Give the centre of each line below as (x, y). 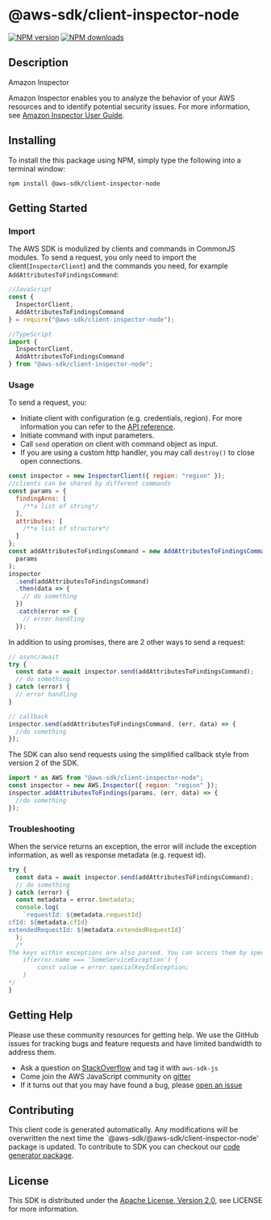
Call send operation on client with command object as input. (119, 444)
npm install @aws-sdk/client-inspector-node (84, 184)
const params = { (38, 491)
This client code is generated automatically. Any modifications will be (123, 1129)
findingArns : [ (41, 498)
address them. (32, 1052)
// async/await (34, 657)
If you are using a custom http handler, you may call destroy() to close (138, 453)
